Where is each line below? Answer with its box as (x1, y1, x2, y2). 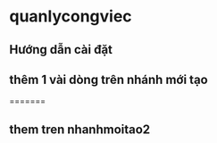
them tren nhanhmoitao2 (9, 122, 151, 137)
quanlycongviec (9, 6, 132, 27)
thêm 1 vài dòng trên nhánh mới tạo (9, 71, 208, 87)
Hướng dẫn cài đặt (9, 42, 113, 57)
